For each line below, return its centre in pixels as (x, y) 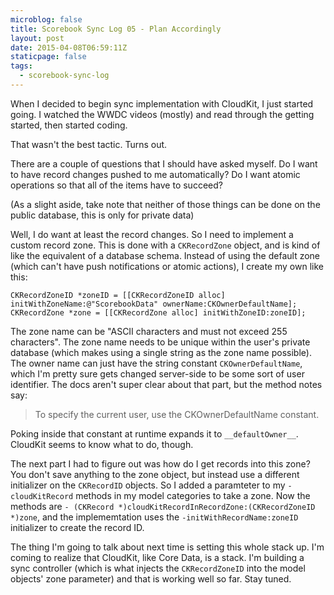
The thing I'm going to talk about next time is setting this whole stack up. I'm (167, 547)
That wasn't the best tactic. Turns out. (89, 144)
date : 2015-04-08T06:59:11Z (69, 47)
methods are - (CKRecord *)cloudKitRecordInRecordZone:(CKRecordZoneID (163, 506)
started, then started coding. (69, 125)
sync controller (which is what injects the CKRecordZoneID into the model (158, 568)
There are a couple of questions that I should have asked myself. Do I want (164, 163)
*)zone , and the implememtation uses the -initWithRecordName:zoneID (154, 517)
